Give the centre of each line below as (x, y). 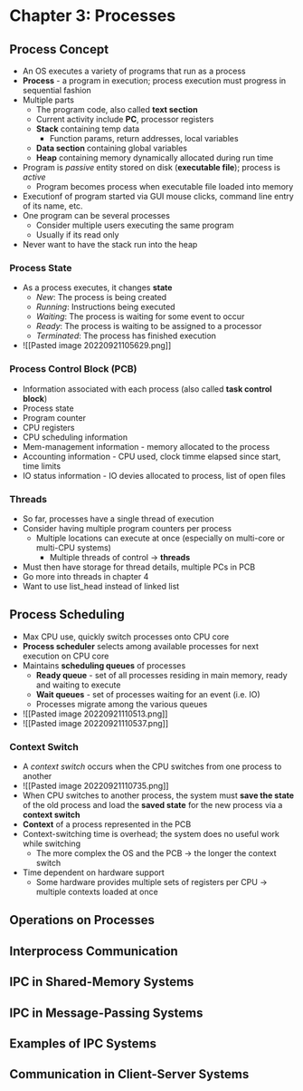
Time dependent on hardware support (93, 872)
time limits (42, 466)
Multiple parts (48, 100)
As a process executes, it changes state (97, 287)
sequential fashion (57, 90)
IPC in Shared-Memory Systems (102, 982)
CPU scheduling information (75, 437)
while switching (52, 843)
